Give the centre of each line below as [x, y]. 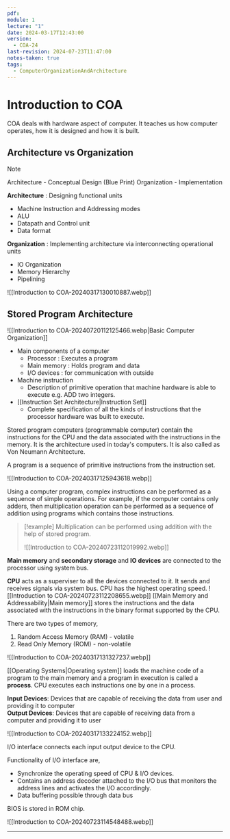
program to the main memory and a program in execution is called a [103, 678]
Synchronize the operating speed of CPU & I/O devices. [95, 774]
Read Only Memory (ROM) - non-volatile [74, 644]
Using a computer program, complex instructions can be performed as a [109, 491]
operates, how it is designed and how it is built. [74, 131]
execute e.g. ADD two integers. [71, 395]
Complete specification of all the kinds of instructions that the [114, 409]
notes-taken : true [33, 58]
